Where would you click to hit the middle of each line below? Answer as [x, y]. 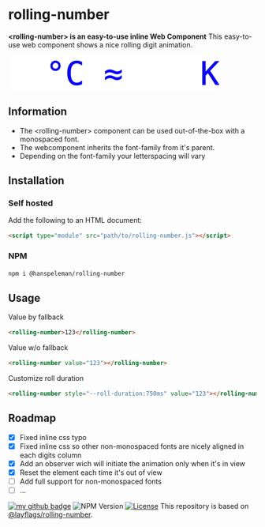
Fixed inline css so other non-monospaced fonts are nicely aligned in [132, 446]
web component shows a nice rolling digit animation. [107, 44]
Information [38, 112]
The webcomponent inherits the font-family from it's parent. [117, 147]
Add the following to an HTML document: [75, 220]
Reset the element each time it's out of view [91, 472]
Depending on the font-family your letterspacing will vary [112, 156]
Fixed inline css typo [53, 437]
